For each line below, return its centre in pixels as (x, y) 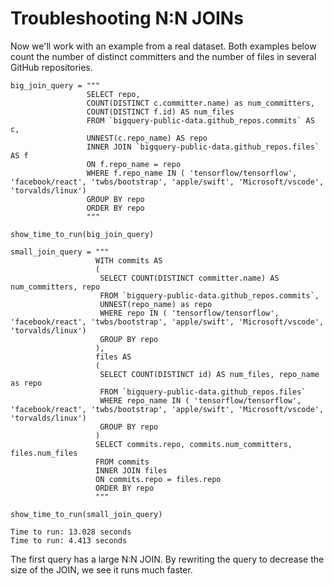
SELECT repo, (113, 94)
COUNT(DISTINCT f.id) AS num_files (160, 112)
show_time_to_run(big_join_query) (82, 234)
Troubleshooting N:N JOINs (127, 18)
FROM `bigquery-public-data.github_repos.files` (203, 392)
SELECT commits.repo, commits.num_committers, (194, 444)
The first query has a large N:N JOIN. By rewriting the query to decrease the (167, 559)
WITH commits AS (129, 260)
